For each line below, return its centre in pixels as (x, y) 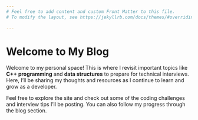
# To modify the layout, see (42, 17)
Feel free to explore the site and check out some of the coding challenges (96, 98)
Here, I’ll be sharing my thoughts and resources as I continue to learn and (95, 80)
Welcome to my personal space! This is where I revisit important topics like (97, 68)
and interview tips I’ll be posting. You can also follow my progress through (96, 105)
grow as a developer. (32, 87)
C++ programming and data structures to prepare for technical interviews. (98, 74)
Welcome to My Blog (58, 51)
